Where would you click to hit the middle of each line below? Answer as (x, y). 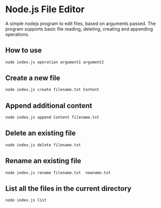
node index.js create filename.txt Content (52, 90)
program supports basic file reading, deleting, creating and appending (79, 29)
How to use (24, 50)
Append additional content (49, 106)
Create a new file (33, 78)
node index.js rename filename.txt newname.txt (58, 173)
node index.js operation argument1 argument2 (54, 62)
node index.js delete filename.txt (43, 145)
